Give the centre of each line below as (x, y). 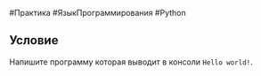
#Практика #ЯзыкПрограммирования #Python (98, 13)
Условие (34, 40)
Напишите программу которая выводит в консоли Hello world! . (131, 62)
